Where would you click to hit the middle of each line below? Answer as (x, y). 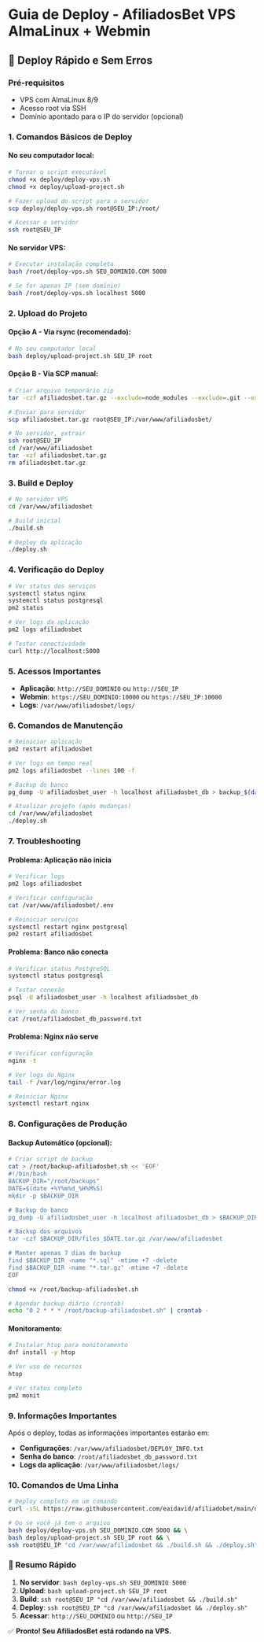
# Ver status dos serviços (52, 586)
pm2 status (26, 608)
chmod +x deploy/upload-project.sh (66, 186)
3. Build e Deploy (41, 483)
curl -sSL (24, 1509)
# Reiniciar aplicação (45, 742)
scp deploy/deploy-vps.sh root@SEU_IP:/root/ (84, 208)
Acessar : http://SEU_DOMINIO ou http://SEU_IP (96, 1615)
